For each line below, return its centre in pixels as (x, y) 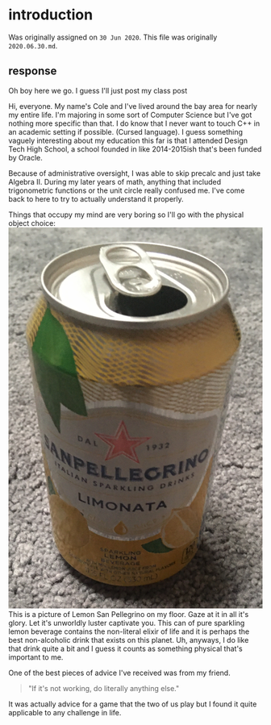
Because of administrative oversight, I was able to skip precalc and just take (134, 173)
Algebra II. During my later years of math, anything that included (115, 181)
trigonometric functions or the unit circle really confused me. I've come (127, 190)
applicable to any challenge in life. (65, 713)
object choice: (32, 223)
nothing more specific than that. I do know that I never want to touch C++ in (134, 123)
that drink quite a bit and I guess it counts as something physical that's (126, 649)
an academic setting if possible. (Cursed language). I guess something (126, 131)
